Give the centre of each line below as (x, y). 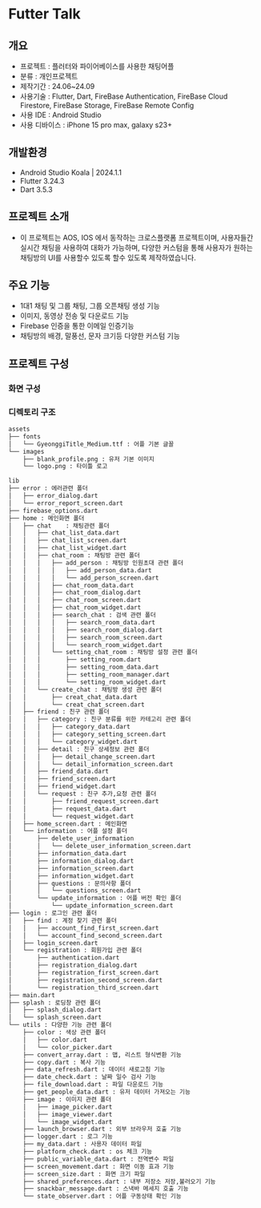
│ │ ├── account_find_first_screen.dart (84, 928)
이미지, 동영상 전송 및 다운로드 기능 (74, 316)
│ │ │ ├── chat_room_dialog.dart (75, 593)
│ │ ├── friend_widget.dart (62, 786)
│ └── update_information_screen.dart (91, 906)
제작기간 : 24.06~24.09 (57, 86)
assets (19, 430)
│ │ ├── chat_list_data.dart (64, 533)
